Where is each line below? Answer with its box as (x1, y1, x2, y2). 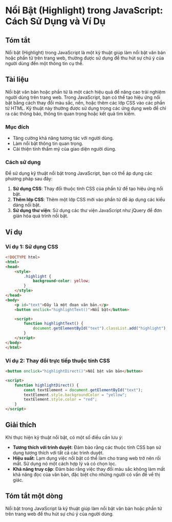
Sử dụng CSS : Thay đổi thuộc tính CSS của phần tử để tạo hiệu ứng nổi (12, 185, 163, 192)
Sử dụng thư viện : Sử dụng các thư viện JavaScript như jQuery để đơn (12, 207, 162, 214)
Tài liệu (5, 75, 29, 84)
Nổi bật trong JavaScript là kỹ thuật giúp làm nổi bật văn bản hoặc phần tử (5, 505, 162, 511)
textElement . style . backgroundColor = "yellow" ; (24, 392, 127, 398)
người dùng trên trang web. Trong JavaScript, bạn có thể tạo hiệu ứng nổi (5, 94, 160, 100)
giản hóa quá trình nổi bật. (12, 213, 69, 219)
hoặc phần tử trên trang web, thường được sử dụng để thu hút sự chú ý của (5, 55, 164, 61)
